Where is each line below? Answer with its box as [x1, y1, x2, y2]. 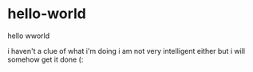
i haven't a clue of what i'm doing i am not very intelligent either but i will [7, 46, 245, 55]
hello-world [7, 5, 87, 23]
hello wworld [7, 31, 50, 40]
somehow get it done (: [7, 55, 84, 64]
